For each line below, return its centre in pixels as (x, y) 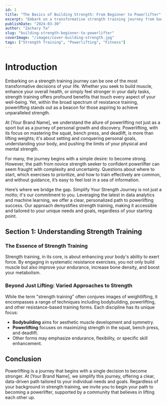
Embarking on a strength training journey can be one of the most (71, 81)
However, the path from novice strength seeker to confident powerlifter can (83, 164)
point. (11, 216)
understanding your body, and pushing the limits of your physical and (76, 143)
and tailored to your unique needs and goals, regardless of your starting (79, 211)
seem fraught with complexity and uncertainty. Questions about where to (80, 169)
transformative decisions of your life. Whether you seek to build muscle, (79, 86)
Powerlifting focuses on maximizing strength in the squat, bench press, (86, 327)
